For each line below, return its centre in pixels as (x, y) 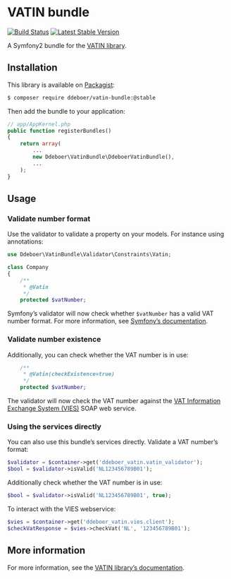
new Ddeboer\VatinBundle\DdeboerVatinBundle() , (104, 157)
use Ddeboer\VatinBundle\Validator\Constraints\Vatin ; (89, 255)
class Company (28, 268)
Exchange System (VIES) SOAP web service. (72, 408)
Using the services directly (55, 426)
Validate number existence (54, 340)
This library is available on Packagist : (61, 85)
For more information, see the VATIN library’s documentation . (96, 567)
